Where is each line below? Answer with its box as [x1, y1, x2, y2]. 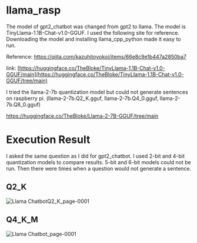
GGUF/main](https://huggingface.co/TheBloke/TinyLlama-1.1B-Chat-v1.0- [6, 71, 184, 78]
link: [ [6, 64, 19, 71]
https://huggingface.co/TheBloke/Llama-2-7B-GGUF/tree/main [6, 112, 159, 119]
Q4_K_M [6, 215, 38, 225]
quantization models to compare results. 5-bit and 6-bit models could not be [6, 158, 191, 165]
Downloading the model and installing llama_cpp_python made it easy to [6, 35, 181, 42]
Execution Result [6, 133, 91, 147]
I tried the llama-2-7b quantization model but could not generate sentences [6, 88, 188, 95]
